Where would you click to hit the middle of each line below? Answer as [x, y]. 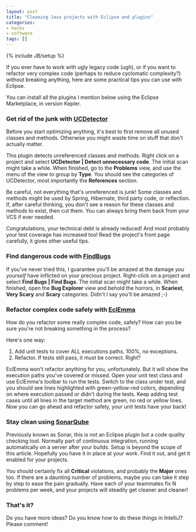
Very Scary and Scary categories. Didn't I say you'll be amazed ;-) [87, 294]
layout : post [22, 11]
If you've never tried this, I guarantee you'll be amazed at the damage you [95, 269]
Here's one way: [26, 340]
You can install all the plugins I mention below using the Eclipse [82, 97]
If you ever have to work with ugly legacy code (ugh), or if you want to [91, 67]
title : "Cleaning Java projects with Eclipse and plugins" [80, 17]
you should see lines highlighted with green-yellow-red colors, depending [95, 388]
